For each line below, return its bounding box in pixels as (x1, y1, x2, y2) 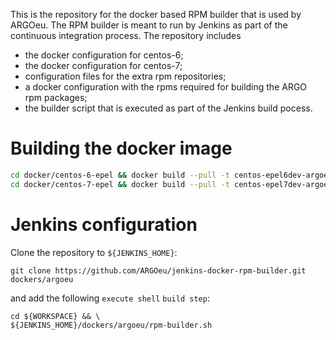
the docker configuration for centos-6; (24, 49, 184, 61)
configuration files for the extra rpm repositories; (24, 70, 227, 82)
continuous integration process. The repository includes (10, 30, 242, 41)
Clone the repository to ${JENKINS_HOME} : (10, 246, 178, 258)
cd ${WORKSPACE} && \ (10, 311, 101, 321)
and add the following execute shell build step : (10, 292, 210, 304)
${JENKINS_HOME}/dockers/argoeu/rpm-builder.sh (10, 320, 213, 330)
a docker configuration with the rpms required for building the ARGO (24, 81, 308, 93)
